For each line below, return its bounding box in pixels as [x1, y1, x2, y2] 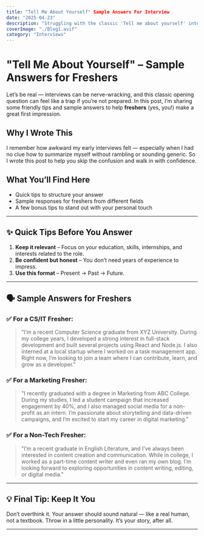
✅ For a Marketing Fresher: [6, 376, 87, 384]
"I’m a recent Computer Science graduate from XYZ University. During [21, 328, 197, 336]
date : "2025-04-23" [6, 15, 56, 21]
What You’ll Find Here [6, 175, 90, 185]
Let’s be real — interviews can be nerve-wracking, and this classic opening [6, 91, 194, 98]
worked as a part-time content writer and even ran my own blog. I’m [21, 457, 191, 465]
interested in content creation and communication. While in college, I [21, 451, 193, 459]
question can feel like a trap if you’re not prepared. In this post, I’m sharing [6, 97, 192, 105]
